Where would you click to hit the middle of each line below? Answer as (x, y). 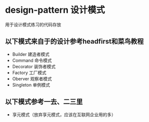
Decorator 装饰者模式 (34, 66)
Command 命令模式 (32, 60)
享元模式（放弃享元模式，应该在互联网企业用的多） (64, 114)
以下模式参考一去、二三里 (44, 102)
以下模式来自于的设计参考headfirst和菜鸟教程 (74, 41)
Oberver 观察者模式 (32, 78)
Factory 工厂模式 (29, 73)
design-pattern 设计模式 (55, 10)
